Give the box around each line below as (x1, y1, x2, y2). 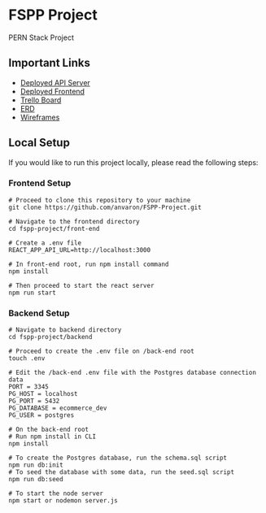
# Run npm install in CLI (8, 433, 96, 441)
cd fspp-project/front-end (8, 224, 100, 233)
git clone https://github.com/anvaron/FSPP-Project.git (8, 203, 202, 211)
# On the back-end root (8, 425, 89, 434)
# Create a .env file (8, 238, 82, 247)
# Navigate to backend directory (8, 326, 122, 334)
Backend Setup (8, 307, 71, 319)
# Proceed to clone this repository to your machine (8, 196, 191, 204)
